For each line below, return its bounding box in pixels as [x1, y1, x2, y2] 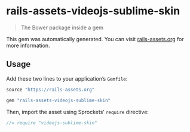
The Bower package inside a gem [20, 24, 103, 31]
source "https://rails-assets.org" [6, 87, 95, 93]
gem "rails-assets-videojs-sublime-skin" [6, 97, 111, 103]
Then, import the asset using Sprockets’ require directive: [6, 108, 149, 115]
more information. [6, 42, 50, 49]
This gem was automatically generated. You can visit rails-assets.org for [6, 35, 184, 42]
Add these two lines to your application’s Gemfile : [6, 75, 128, 82]
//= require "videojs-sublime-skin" [6, 119, 97, 126]
